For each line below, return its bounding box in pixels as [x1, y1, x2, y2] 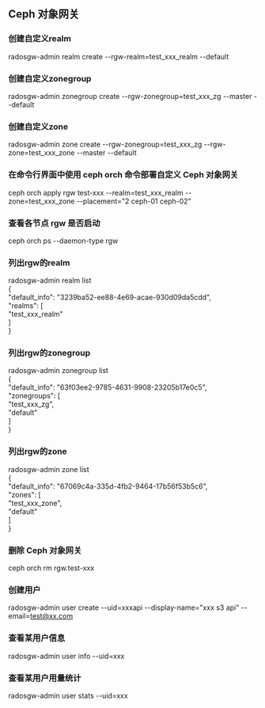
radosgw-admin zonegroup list [8, 366, 109, 375]
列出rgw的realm [8, 257, 70, 268]
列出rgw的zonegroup [8, 348, 91, 359]
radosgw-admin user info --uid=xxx [8, 651, 125, 660]
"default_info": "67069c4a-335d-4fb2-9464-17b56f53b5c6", [8, 482, 208, 491]
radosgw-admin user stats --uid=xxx [8, 691, 128, 700]
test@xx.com [30, 611, 74, 621]
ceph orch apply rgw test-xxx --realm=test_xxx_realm [8, 188, 184, 197]
